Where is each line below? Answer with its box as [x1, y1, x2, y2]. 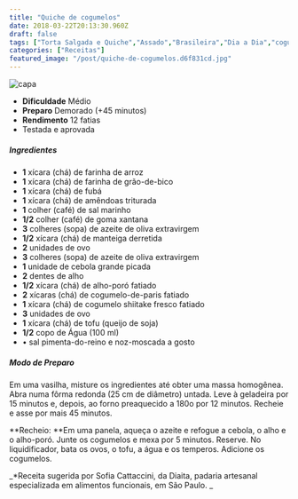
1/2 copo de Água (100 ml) [21, 327, 120, 337]
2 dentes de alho [21, 270, 84, 281]
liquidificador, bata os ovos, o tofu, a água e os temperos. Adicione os [9, 443, 264, 454]
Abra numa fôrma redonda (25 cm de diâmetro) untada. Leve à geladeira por [9, 388, 289, 400]
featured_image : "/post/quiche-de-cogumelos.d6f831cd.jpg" [9, 54, 232, 63]
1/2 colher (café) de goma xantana [21, 214, 149, 225]
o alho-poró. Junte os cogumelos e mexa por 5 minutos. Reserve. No [9, 434, 262, 445]
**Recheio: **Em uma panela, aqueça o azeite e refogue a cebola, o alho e [9, 424, 286, 435]
